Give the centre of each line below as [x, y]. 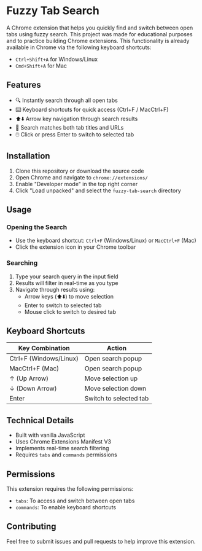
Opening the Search [37, 227]
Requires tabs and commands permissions [66, 455]
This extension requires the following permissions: [70, 488]
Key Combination [44, 348]
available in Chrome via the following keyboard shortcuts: [79, 47]
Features [24, 85]
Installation [28, 156]
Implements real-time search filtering [62, 448]
